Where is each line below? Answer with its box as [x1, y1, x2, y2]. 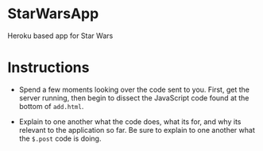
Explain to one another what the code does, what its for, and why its [18, 116, 242, 126]
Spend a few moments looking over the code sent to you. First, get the [18, 85, 249, 94]
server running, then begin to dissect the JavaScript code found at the [18, 92, 249, 103]
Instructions [7, 59, 90, 77]
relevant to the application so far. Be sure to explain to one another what [18, 125, 255, 134]
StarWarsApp [7, 5, 99, 23]
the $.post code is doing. [18, 134, 102, 143]
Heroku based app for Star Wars [7, 31, 114, 40]
